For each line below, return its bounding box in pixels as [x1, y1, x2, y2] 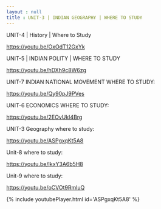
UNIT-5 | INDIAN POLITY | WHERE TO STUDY [6, 55, 120, 62]
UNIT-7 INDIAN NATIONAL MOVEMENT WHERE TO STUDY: [6, 78, 156, 85]
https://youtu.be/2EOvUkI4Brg [6, 113, 83, 121]
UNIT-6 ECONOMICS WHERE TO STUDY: [6, 101, 109, 109]
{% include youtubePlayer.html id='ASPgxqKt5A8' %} [6, 195, 140, 203]
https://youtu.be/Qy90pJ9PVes [6, 90, 85, 97]
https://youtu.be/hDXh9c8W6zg [6, 66, 87, 73]
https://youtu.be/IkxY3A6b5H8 [6, 160, 83, 167]
